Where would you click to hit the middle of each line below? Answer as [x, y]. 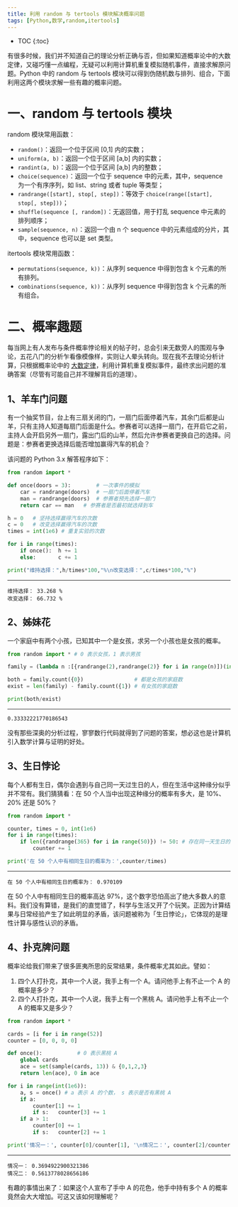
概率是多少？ [36, 989]
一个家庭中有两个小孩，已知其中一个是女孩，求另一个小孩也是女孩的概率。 [116, 640]
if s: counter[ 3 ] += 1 [69, 1112]
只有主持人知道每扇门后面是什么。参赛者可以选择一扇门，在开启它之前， [125, 427]
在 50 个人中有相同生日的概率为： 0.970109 [65, 882]
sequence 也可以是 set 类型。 [73, 238]
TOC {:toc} [33, 41]
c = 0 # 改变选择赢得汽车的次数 [52, 525]
